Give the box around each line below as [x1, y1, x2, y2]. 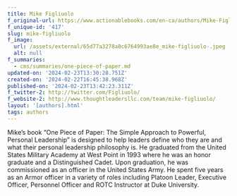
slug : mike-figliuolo [7, 30, 71, 37]
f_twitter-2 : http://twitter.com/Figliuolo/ [7, 89, 140, 96]
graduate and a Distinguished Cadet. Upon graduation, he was [7, 158, 189, 166]
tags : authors [7, 109, 49, 116]
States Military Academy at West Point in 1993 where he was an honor [7, 150, 212, 159]
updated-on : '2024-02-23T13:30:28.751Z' [7, 69, 128, 76]
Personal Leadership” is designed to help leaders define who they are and [7, 135, 222, 144]
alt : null [13, 50, 42, 57]
